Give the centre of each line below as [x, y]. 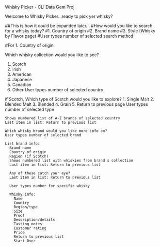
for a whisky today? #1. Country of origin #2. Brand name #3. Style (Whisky [80, 31]
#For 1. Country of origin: [30, 45]
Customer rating [30, 228]
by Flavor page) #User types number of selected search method [69, 36]
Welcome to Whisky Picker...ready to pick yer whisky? [59, 16]
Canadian [22, 85]
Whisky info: [23, 194]
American [22, 74]
